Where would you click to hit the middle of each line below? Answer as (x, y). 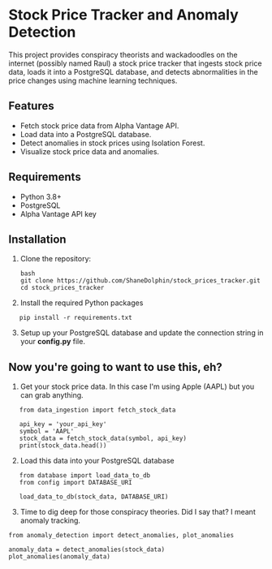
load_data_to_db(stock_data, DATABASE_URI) (94, 497)
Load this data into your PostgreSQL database (97, 461)
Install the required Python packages (82, 303)
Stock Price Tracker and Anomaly (124, 15)
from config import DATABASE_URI (76, 483)
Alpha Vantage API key (58, 213)
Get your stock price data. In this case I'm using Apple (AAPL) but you (137, 386)
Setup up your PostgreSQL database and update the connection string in (142, 333)
